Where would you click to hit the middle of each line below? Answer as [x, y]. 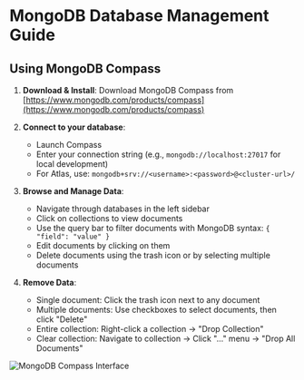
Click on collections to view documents [109, 218]
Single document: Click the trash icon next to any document [148, 300]
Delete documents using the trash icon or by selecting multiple [153, 255]
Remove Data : [49, 283]
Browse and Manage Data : [73, 191]
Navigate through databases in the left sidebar [123, 209]
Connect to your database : [74, 127]
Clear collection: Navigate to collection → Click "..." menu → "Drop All [166, 338]
